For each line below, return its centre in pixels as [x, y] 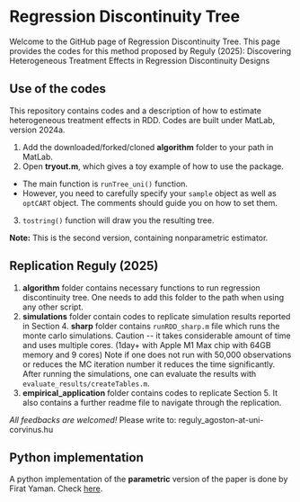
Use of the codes [57, 89]
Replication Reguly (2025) [84, 266]
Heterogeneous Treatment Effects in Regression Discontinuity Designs [140, 60]
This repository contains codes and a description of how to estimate [136, 111]
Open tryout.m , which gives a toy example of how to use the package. [153, 166]
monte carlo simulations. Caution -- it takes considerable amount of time [156, 336]
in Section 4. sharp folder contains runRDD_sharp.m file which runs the [151, 326]
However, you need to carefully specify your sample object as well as [149, 193]
